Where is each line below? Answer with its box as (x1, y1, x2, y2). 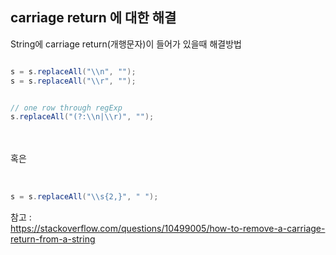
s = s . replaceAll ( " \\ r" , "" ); (10, 76, 137, 86)
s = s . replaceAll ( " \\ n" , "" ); (10, 66, 137, 77)
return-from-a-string (10, 233, 96, 245)
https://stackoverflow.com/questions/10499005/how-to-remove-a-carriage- (10, 223, 326, 235)
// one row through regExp (10, 103, 123, 113)
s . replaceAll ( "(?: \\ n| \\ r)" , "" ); (10, 112, 155, 122)
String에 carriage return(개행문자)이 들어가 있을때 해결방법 (10, 38, 242, 50)
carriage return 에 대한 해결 (10, 9, 177, 27)
